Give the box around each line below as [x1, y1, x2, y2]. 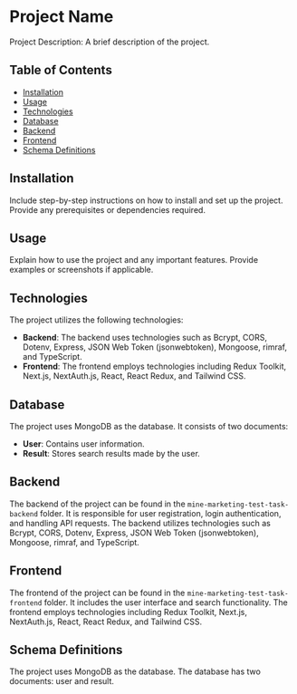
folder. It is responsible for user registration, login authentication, [40, 507, 282, 518]
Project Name [9, 6, 114, 27]
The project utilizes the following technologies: [9, 314, 184, 325]
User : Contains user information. [22, 439, 145, 449]
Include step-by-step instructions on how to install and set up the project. [9, 195, 283, 206]
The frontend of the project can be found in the [9, 587, 186, 598]
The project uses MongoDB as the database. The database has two [9, 666, 261, 677]
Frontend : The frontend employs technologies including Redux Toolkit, [22, 361, 287, 372]
